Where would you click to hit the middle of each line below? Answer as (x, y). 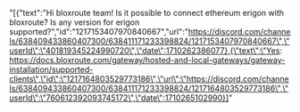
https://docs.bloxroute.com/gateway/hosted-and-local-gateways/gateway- (147, 60)
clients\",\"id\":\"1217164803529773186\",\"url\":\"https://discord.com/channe (149, 79)
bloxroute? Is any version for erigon (75, 22)
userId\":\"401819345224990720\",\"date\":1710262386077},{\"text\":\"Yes (145, 51)
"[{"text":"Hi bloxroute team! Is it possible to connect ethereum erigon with (146, 13)
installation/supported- (51, 69)
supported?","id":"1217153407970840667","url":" (99, 32)
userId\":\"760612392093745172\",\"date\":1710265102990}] (119, 98)
